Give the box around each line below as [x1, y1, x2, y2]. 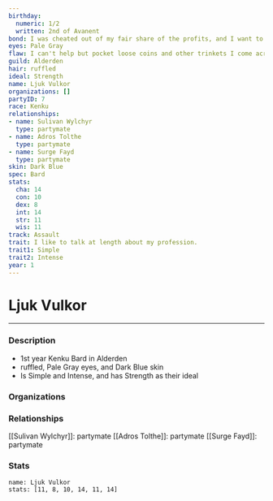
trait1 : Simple [8, 246, 60, 254]
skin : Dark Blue [8, 163, 63, 171]
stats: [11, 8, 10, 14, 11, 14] [8, 486, 118, 494]
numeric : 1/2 [15, 19, 60, 28]
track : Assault [8, 231, 60, 240]
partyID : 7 [8, 95, 45, 103]
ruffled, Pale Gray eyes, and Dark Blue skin [19, 362, 164, 372]
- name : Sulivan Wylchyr [8, 118, 93, 126]
